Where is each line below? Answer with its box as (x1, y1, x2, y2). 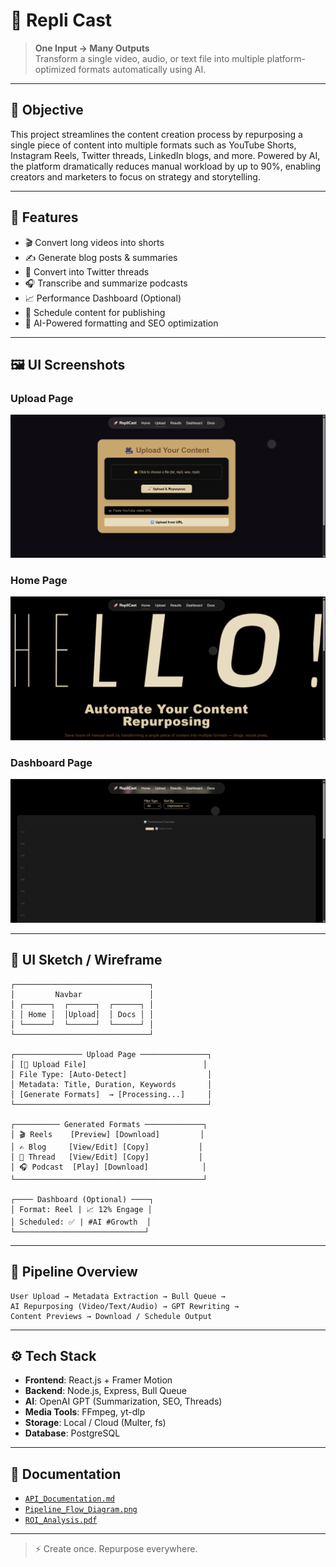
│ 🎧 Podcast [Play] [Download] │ (10, 1162, 207, 1172)
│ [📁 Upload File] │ (10, 1059, 208, 1069)
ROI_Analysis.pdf (24, 1515, 98, 1526)
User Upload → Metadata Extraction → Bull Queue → (10, 1291, 226, 1301)
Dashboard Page (10, 755, 93, 769)
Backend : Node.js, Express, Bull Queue (24, 1385, 187, 1397)
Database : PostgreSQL (24, 1427, 121, 1439)
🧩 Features (10, 209, 79, 226)
